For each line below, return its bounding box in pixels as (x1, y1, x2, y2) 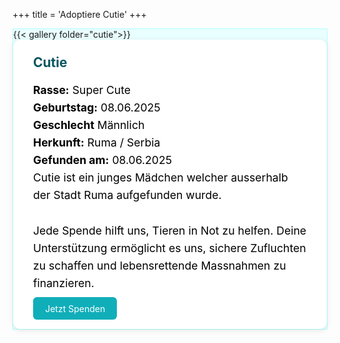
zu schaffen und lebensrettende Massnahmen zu (33, 259, 287, 273)
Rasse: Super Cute (33, 82, 132, 97)
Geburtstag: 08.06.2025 (33, 100, 161, 114)
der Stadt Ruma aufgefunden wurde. (33, 188, 222, 203)
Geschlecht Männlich (33, 117, 145, 132)
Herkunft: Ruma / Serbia (33, 135, 161, 150)
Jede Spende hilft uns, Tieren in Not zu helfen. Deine (33, 223, 307, 238)
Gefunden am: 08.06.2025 (33, 153, 173, 168)
